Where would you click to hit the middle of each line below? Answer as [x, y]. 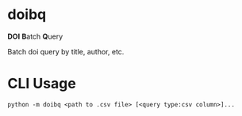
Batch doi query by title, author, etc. [66, 51]
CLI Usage [42, 84]
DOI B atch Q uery [35, 36]
